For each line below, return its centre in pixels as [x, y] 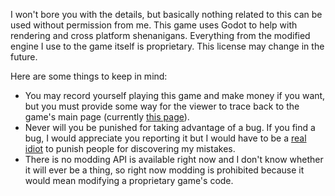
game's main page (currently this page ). [107, 117]
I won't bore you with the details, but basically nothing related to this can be [166, 14]
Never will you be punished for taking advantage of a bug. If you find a [170, 127]
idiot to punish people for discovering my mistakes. [130, 148]
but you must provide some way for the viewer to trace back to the [162, 106]
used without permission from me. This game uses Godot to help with [154, 25]
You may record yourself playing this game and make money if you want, [175, 95]
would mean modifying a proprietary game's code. [129, 180]
